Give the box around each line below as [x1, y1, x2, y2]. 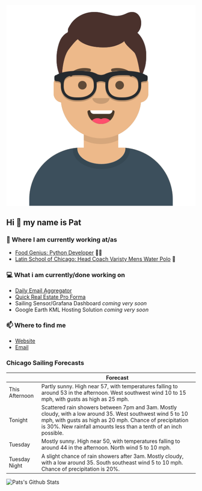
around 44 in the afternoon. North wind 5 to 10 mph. [41, 444, 171, 451]
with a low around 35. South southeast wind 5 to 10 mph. [41, 459, 183, 466]
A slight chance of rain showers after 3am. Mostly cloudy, [41, 453, 184, 460]
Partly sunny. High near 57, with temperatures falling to [41, 382, 179, 389]
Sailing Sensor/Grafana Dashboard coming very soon [14, 299, 147, 306]
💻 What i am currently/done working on [6, 271, 125, 279]
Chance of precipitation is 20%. [41, 465, 120, 472]
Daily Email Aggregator [14, 287, 72, 294]
